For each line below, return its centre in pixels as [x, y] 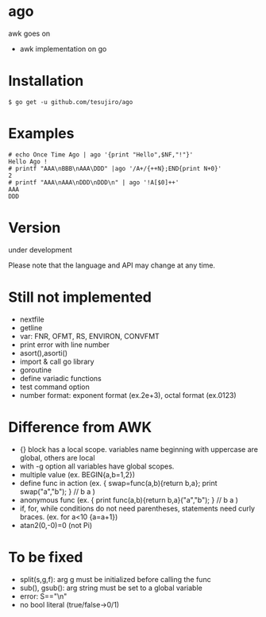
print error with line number [64, 345]
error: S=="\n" [43, 596]
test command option [54, 387]
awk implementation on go [63, 48]
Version [35, 228]
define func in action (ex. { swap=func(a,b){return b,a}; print [118, 483]
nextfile [32, 319]
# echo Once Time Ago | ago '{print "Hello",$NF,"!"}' [101, 154]
